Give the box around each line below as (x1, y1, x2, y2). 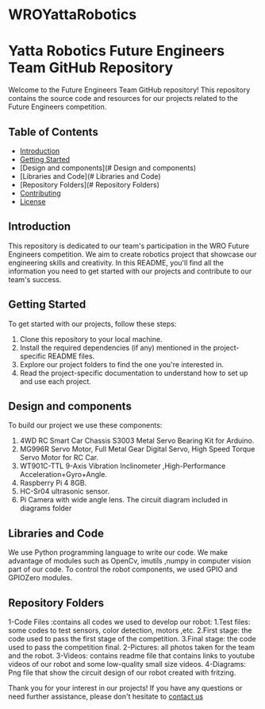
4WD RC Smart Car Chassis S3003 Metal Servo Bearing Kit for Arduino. (19, 436, 255, 446)
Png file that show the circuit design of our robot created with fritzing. (8, 668, 236, 677)
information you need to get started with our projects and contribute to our (8, 266, 252, 276)
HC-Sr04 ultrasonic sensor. (19, 486, 109, 496)
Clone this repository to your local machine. (19, 334, 163, 343)
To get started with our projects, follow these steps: (8, 319, 177, 328)
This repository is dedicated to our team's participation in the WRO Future (8, 241, 250, 250)
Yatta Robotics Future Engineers (8, 42, 225, 60)
